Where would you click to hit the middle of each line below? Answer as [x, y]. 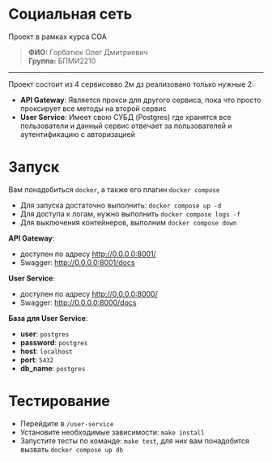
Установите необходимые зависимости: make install [112, 432]
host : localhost [46, 351]
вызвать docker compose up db [72, 449]
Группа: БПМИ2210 [62, 61]
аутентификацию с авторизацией [78, 134]
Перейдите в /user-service [67, 423]
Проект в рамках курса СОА [57, 36]
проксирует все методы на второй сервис [93, 108]
